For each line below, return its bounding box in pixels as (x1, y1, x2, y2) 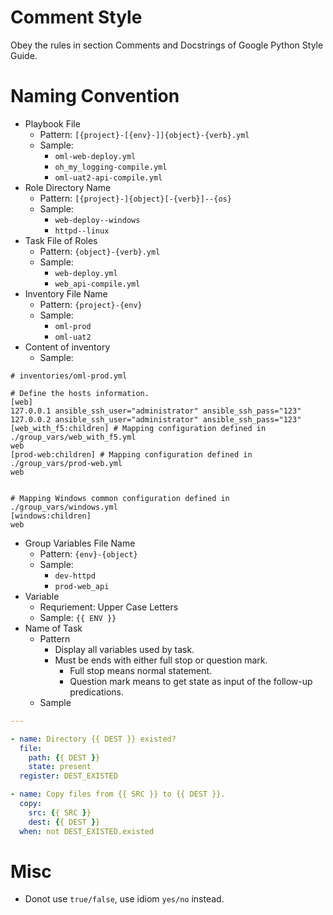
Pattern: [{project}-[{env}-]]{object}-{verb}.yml (39, 128, 250, 140)
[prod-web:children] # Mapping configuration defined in (10, 449, 253, 460)
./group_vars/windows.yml (10, 502, 118, 512)
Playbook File (24, 117, 81, 130)
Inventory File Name (24, 287, 108, 300)
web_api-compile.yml (54, 279, 141, 289)
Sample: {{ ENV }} (39, 611, 117, 623)
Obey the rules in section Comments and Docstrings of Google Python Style (10, 39, 324, 51)
